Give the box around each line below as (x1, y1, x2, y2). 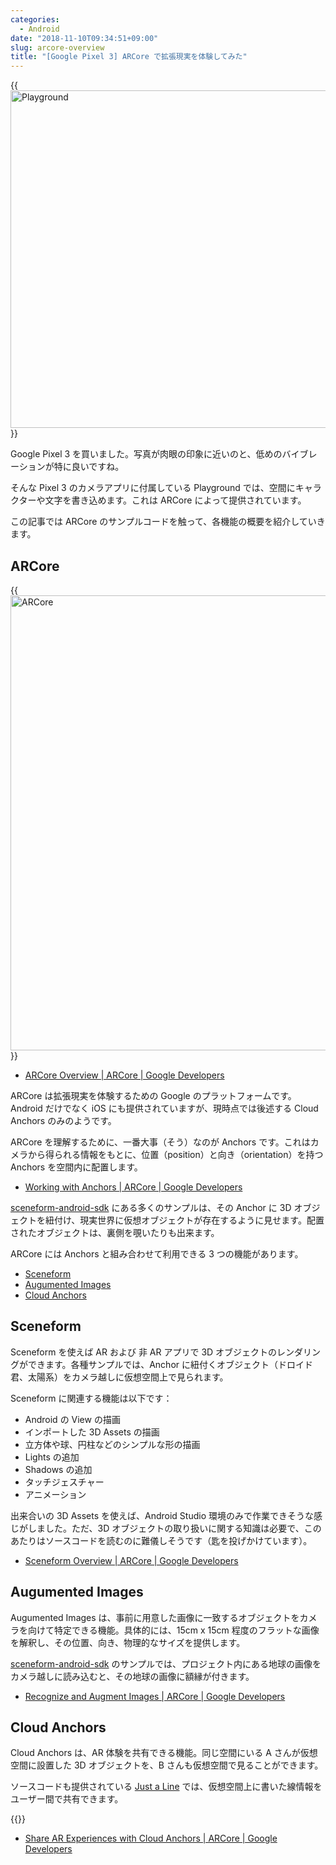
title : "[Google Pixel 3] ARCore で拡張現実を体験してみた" (10, 52, 248, 62)
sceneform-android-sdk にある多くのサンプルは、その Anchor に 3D (10, 1201, 292, 1213)
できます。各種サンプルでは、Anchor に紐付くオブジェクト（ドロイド (27, 1358, 313, 1370)
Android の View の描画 (24, 1413, 121, 1425)
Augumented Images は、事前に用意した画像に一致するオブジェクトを (10, 1611, 300, 1623)
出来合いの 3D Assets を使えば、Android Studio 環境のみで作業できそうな (10, 1509, 314, 1521)
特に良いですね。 (53, 461, 125, 473)
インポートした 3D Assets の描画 (24, 1426, 160, 1438)
